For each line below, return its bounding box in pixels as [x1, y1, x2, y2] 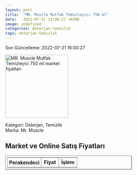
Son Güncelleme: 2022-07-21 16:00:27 [5, 45, 85, 50]
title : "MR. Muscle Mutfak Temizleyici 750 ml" [5, 12, 109, 17]
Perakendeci [9, 159, 40, 166]
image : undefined [5, 21, 42, 27]
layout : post [5, 7, 33, 13]
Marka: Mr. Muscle [5, 127, 44, 133]
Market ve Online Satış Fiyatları [5, 142, 105, 150]
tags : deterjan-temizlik [5, 31, 57, 36]
